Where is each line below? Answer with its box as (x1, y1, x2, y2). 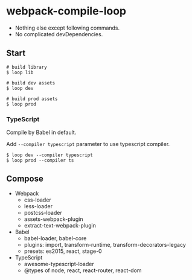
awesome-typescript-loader (24, 260, 95, 267)
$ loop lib (6, 69, 34, 75)
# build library (6, 64, 47, 70)
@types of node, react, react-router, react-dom (24, 267, 142, 274)
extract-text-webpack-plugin (24, 221, 97, 229)
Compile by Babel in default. (6, 129, 77, 136)
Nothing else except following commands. (14, 24, 120, 31)
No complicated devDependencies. (14, 30, 103, 37)
